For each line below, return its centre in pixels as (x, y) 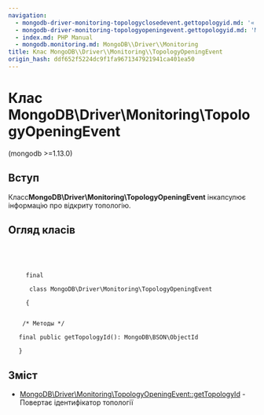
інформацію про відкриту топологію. (70, 205)
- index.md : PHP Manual (54, 37)
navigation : (27, 15)
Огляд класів (42, 230)
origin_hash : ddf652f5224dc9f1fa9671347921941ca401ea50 (101, 60)
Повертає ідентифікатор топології (76, 402)
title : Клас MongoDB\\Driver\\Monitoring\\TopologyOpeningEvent (115, 52)
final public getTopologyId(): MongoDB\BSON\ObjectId (108, 338)
